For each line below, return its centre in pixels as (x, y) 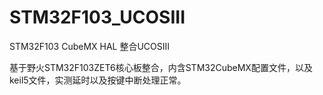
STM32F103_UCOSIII (97, 17)
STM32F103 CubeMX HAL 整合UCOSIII (90, 46)
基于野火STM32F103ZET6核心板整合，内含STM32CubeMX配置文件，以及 (161, 67)
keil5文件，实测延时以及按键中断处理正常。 (98, 80)
